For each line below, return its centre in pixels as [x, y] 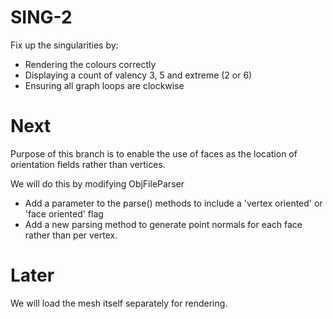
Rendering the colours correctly [90, 64]
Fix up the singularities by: [64, 45]
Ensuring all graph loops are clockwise [104, 85]
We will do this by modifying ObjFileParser [97, 183]
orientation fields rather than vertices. [88, 164]
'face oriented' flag [64, 213]
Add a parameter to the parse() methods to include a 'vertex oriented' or [173, 203]
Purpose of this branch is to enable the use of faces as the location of [154, 153]
